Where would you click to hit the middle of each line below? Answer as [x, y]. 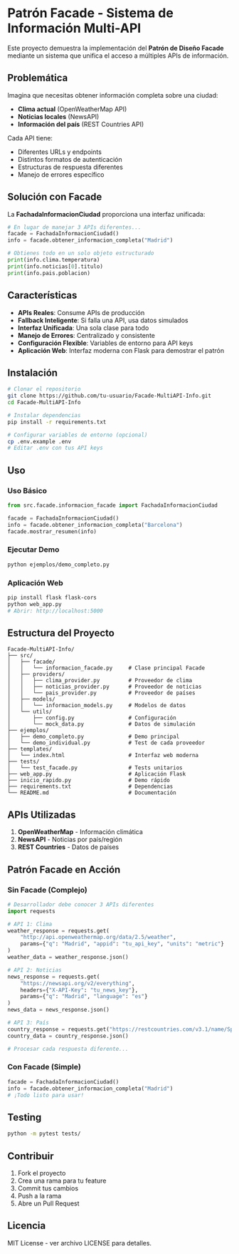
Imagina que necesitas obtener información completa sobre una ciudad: [113, 95]
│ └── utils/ [30, 712]
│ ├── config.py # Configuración [92, 718]
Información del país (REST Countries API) [81, 124]
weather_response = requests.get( [59, 931]
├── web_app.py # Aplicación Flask [97, 774]
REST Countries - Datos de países [68, 847]
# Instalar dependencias [44, 415]
